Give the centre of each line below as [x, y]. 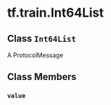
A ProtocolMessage [35, 55]
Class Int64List [42, 39]
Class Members [42, 77]
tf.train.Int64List [55, 13]
